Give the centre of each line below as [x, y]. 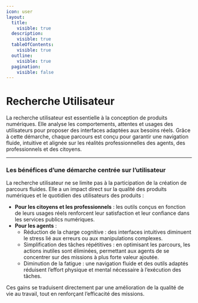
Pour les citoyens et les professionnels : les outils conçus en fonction [100, 207]
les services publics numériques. [55, 220]
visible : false [35, 72]
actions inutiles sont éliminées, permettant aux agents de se [96, 251]
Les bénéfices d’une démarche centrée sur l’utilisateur [86, 170]
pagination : [26, 67]
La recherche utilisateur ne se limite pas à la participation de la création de [96, 183]
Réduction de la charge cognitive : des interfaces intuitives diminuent [107, 232]
